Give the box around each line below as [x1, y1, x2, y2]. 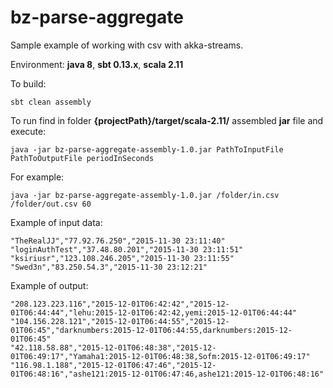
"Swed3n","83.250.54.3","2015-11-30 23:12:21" [10, 262, 208, 272]
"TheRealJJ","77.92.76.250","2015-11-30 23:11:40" [10, 236, 226, 246]
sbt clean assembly [10, 97, 92, 107]
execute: [10, 125, 47, 137]
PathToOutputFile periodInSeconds [10, 153, 155, 163]
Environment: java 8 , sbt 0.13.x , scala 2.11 [10, 58, 184, 70]
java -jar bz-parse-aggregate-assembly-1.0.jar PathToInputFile [10, 144, 284, 155]
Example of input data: [10, 216, 103, 228]
